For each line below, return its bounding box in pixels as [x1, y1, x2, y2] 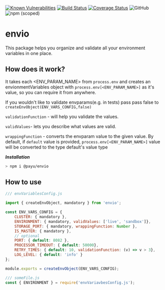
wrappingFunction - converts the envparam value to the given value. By [5, 133, 154, 139]
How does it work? [5, 65, 65, 74]
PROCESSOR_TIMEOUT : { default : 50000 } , [14, 243, 99, 248]
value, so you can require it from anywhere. [5, 89, 96, 95]
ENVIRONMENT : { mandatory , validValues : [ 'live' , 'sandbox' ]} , [14, 219, 151, 224]
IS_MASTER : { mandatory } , [14, 228, 72, 234]
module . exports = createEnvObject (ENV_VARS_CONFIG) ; [5, 266, 119, 271]
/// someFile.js [5, 275, 40, 280]
